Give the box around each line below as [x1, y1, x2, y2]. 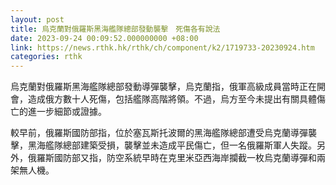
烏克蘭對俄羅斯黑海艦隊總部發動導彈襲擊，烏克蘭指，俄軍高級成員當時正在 [10, 81, 317, 93]
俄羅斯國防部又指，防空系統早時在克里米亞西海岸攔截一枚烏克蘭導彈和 [27, 152, 317, 164]
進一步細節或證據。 [27, 106, 107, 118]
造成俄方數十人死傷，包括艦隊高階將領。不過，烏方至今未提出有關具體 [27, 93, 317, 105]
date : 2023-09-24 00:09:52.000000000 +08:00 [10, 33, 199, 43]
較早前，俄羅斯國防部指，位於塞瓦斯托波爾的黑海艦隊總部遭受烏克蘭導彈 [10, 127, 308, 139]
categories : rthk [10, 52, 83, 62]
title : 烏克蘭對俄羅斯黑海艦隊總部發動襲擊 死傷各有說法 [10, 24, 221, 34]
